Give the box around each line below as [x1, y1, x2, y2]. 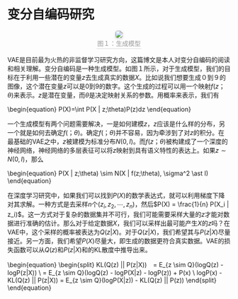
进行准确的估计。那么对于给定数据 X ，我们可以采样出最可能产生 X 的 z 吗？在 [13, 218, 230, 227]
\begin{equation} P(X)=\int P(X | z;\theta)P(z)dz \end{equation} [7, 105, 191, 113]
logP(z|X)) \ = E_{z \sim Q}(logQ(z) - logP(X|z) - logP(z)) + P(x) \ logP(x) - [7, 268, 222, 276]
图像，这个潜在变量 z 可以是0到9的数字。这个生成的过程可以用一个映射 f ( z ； [7, 82, 225, 90]
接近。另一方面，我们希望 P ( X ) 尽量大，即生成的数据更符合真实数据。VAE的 [7, 236, 225, 245]
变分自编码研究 [7, 6, 95, 23]
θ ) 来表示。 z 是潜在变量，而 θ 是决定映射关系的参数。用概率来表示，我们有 [7, 90, 220, 99]
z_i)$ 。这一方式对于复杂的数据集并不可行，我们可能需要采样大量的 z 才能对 [7, 210, 224, 218]
